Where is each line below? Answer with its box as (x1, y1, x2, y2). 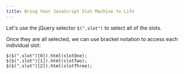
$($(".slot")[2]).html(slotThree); (6, 63, 93, 69)
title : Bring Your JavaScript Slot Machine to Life (6, 8, 134, 14)
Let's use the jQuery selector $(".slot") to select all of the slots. (6, 24, 162, 31)
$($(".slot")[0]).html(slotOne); (6, 53, 88, 58)
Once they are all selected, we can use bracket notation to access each (6, 35, 178, 42)
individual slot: (6, 42, 41, 49)
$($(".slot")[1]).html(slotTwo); (6, 58, 88, 64)
